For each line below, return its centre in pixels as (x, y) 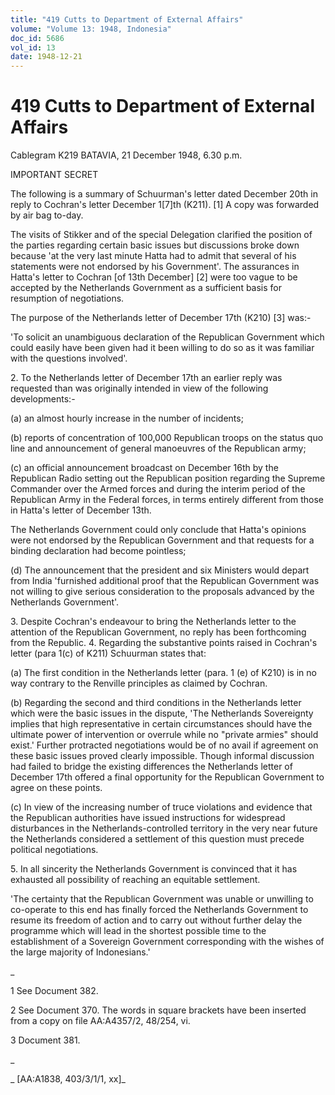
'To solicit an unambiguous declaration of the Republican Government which (167, 337)
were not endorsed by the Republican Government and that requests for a (162, 540)
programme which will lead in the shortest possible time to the (138, 931)
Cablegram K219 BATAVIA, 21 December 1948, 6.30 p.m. (126, 155)
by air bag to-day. (47, 215)
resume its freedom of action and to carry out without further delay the (156, 920)
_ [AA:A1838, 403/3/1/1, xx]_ (68, 1079)
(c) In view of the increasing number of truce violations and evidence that (161, 807)
